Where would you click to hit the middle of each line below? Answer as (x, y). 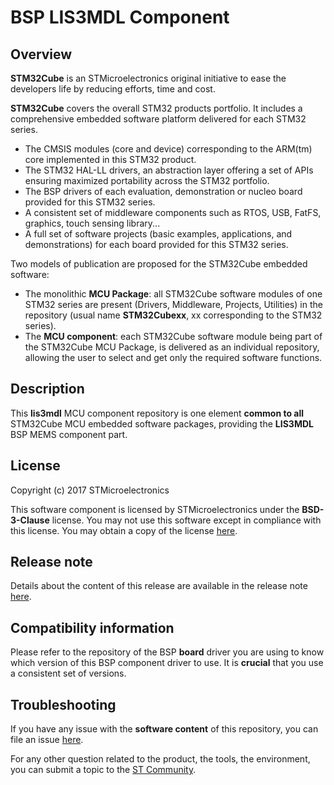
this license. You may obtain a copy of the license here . (124, 530)
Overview (41, 54)
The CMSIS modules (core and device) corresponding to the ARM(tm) (168, 149)
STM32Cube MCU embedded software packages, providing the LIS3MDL (162, 423)
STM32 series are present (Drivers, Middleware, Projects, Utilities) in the (173, 304)
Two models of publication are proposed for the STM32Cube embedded (159, 264)
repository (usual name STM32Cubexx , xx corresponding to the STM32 (173, 315)
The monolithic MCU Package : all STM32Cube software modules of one (173, 294)
